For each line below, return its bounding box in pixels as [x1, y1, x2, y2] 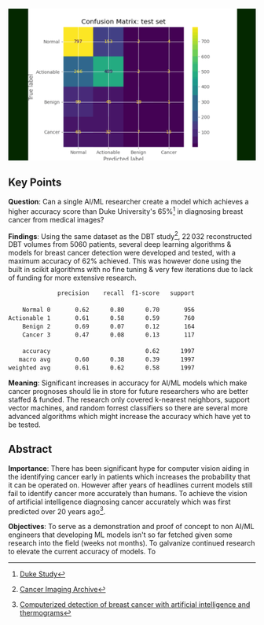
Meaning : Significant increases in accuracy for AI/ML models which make [8, 378, 247, 388]
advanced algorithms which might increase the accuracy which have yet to [8, 411, 251, 421]
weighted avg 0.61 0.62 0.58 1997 [8, 364, 195, 372]
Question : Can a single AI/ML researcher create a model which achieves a [8, 197, 249, 206]
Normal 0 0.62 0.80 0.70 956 [22, 306, 195, 314]
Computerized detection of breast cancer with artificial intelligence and [19, 600, 251, 609]
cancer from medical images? [8, 215, 104, 224]
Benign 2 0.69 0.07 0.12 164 [22, 322, 195, 330]
